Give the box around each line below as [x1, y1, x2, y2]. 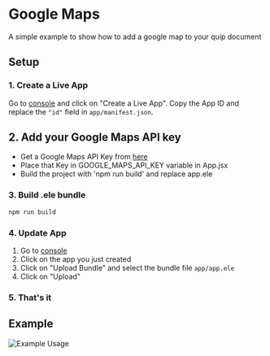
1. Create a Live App [8, 80, 89, 91]
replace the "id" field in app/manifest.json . [8, 106, 154, 116]
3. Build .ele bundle [8, 189, 86, 201]
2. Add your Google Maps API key [8, 131, 181, 145]
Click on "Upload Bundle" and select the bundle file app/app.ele [20, 263, 235, 272]
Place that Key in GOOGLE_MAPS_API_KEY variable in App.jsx [20, 160, 229, 171]
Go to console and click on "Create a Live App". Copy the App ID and [8, 98, 240, 108]
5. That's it [8, 292, 52, 303]
